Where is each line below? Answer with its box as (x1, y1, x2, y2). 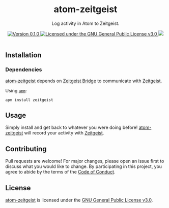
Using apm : (5, 87, 27, 93)
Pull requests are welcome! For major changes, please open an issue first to (5, 158, 164, 164)
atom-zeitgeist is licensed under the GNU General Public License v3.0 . (5, 197, 153, 203)
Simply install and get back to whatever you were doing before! (5, 124, 138, 130)
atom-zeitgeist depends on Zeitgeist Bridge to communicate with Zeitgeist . (5, 78, 162, 84)
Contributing (5, 145, 47, 153)
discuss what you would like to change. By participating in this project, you (5, 163, 162, 169)
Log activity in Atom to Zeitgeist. (51, 20, 120, 26)
